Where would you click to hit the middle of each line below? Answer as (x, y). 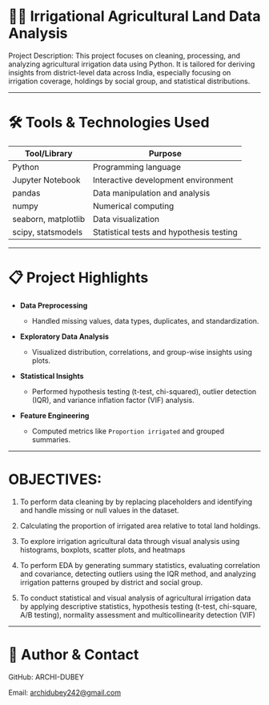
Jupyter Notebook (46, 179)
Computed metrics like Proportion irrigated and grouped (128, 431)
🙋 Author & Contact (74, 654)
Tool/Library (48, 153)
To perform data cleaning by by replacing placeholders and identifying (136, 502)
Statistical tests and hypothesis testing (165, 232)
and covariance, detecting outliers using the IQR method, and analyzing (138, 574)
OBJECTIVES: (55, 479)
